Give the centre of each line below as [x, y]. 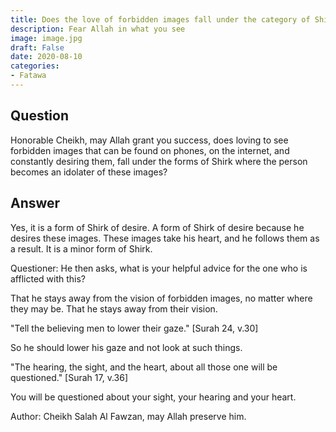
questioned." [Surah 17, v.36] [69, 377]
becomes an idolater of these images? [89, 172]
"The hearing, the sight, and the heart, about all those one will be [144, 367]
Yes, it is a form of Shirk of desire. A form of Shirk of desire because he [157, 227]
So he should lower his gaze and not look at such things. [126, 347]
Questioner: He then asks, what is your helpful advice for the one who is [159, 268]
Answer [35, 203]
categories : [35, 66]
